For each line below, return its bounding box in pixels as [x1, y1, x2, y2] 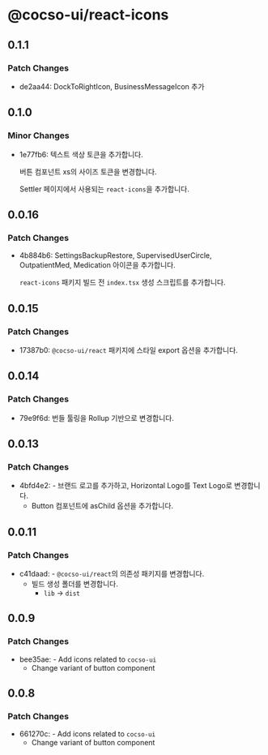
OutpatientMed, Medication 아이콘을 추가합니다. [19, 260, 176, 270]
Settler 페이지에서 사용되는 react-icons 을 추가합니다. [19, 184, 189, 194]
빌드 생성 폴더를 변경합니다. [31, 579, 118, 589]
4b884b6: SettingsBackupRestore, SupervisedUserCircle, [19, 251, 212, 260]
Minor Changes [7, 130, 70, 141]
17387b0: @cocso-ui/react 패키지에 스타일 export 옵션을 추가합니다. [19, 345, 238, 354]
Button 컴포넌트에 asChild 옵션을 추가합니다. [31, 501, 174, 511]
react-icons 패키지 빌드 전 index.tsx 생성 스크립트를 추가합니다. [19, 277, 226, 287]
